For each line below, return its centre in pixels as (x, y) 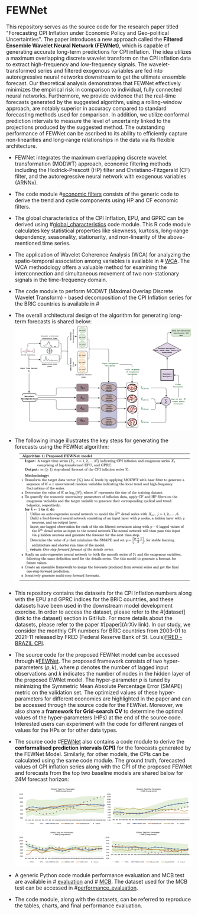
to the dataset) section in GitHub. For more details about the (99, 618)
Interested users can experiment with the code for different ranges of (99, 723)
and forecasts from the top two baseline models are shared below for (99, 773)
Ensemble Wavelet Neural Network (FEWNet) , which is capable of (88, 46)
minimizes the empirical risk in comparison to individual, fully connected (94, 89)
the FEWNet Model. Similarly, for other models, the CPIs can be (92, 754)
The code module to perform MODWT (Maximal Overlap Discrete (94, 291)
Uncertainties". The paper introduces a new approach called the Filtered (95, 39)
